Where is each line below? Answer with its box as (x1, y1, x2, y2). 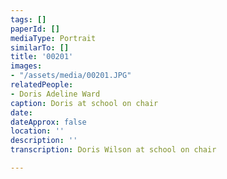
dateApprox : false (10, 117, 87, 127)
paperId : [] (10, 24, 60, 34)
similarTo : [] (10, 42, 70, 53)
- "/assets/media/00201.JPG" (10, 71, 132, 81)
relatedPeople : (10, 80, 74, 90)
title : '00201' (10, 52, 74, 62)
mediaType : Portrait (10, 33, 97, 43)
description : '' (10, 136, 78, 146)
